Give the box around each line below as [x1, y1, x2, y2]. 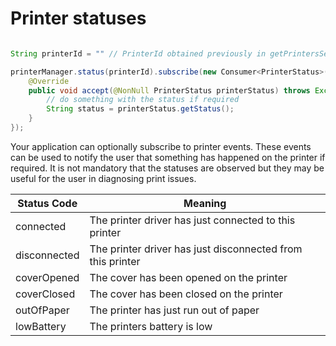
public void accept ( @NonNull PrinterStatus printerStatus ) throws [28, 85, 311, 96]
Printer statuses [10, 7, 147, 30]
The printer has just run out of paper [89, 303, 260, 317]
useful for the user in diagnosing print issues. [10, 172, 197, 184]
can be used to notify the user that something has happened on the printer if [10, 151, 326, 163]
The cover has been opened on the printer [89, 270, 288, 284]
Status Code [17, 196, 78, 210]
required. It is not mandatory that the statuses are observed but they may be [10, 162, 325, 174]
